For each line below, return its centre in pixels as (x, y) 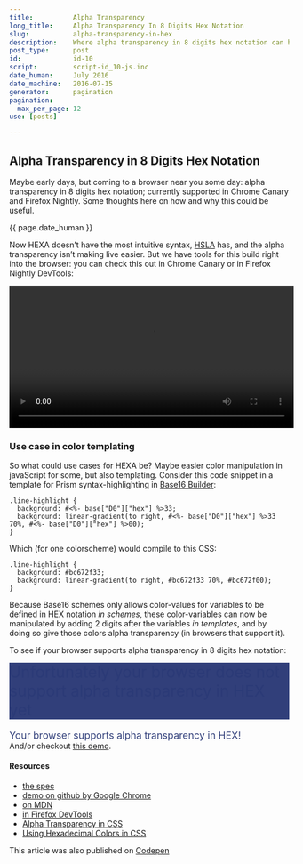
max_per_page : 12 (49, 109)
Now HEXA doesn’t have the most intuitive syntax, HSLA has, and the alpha (147, 245)
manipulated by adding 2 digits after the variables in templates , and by (138, 624)
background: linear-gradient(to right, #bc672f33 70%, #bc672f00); (145, 581)
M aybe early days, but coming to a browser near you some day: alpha (137, 182)
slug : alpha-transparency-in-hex (91, 34)
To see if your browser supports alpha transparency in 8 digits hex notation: (148, 650)
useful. (22, 210)
